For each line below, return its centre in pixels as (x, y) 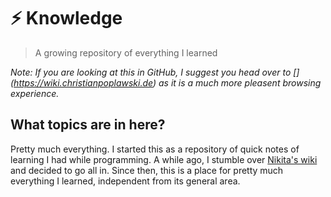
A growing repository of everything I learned (126, 52)
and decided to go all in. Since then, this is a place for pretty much (147, 170)
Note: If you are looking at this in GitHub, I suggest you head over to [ (153, 72)
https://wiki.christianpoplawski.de (83, 82)
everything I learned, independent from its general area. (125, 181)
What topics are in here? (88, 125)
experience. (35, 93)
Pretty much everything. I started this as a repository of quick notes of (155, 149)
